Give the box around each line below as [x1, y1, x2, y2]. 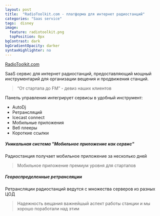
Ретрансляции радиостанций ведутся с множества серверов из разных [5, 186, 156, 192]
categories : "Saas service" [5, 16, 62, 21]
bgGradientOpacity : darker [5, 43, 60, 48]
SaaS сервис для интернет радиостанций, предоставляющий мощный [5, 71, 152, 76]
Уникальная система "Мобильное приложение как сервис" [5, 141, 135, 147]
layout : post [5, 7, 32, 12]
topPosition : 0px [9, 35, 45, 39]
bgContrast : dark [5, 39, 40, 44]
